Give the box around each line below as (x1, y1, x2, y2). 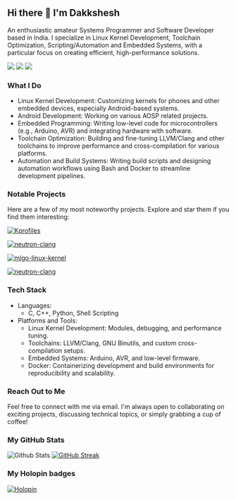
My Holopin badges (7, 469, 76, 479)
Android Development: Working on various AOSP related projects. (17, 112, 209, 120)
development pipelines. (17, 172, 86, 180)
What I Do (7, 81, 42, 90)
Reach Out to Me (7, 386, 66, 396)
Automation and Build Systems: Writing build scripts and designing (17, 157, 211, 165)
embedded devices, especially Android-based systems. (17, 104, 180, 113)
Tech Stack (7, 285, 47, 295)
